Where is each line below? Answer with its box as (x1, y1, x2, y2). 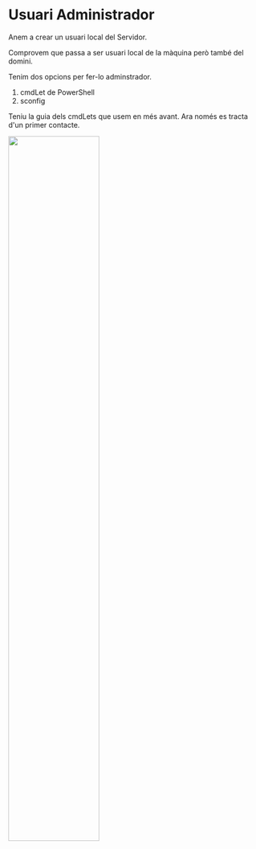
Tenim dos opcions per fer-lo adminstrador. (8, 71, 152, 81)
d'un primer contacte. (8, 120, 80, 129)
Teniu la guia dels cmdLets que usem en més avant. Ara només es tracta (8, 111, 249, 121)
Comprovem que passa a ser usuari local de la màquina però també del (8, 47, 244, 57)
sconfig (19, 96, 46, 105)
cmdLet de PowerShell (19, 87, 95, 97)
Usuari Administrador (8, 6, 155, 24)
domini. (8, 56, 34, 66)
